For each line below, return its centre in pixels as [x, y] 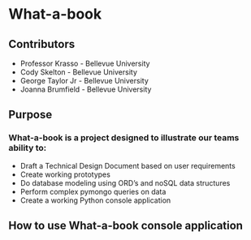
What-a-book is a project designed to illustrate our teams [124, 138]
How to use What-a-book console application [126, 226]
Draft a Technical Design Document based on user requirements [128, 165]
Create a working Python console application [95, 200]
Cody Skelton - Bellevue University [79, 72]
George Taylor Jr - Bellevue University [84, 81]
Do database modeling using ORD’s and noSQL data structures [125, 182]
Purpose [30, 115]
